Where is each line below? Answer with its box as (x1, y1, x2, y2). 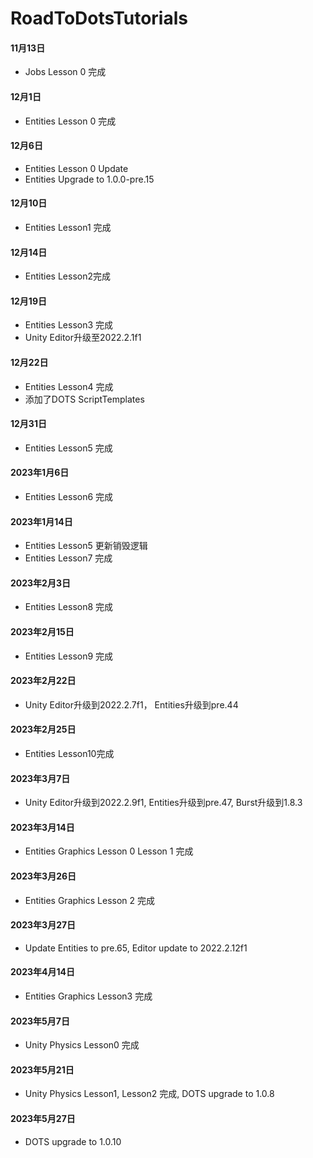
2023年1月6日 (10, 467, 70, 479)
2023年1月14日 (10, 515, 73, 527)
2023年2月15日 (10, 626, 75, 638)
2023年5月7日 (10, 1015, 70, 1027)
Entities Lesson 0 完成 (24, 115, 117, 127)
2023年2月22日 (10, 675, 77, 687)
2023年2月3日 (10, 577, 71, 589)
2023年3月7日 (10, 772, 71, 784)
